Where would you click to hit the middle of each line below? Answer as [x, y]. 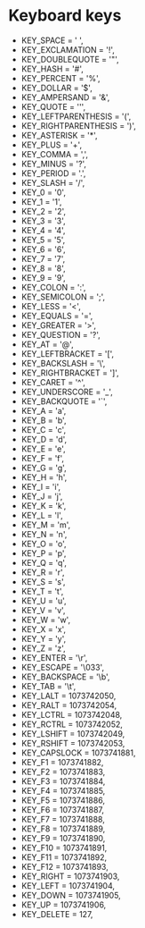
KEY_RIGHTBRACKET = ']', [70, 373]
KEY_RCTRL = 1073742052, [72, 724]
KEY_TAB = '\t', [48, 686]
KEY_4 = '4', [43, 230]
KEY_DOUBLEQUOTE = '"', [70, 59]
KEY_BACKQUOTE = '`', [64, 401]
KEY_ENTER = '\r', [54, 657]
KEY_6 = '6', [43, 249]
